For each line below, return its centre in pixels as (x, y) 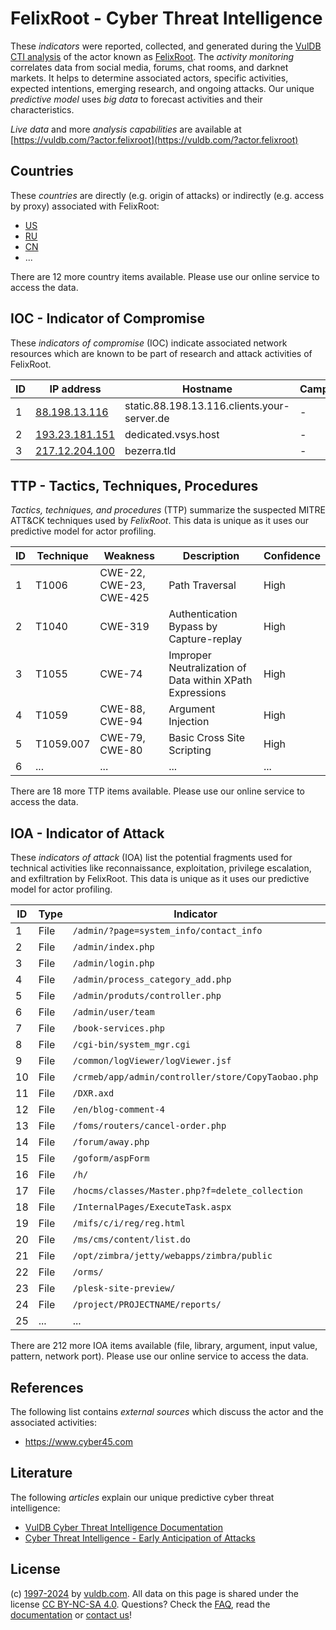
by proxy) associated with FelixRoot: (85, 206)
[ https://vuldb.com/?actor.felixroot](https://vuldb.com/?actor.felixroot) (154, 139)
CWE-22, (122, 573)
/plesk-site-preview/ (124, 1288)
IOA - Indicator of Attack (87, 833)
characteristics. (42, 109)
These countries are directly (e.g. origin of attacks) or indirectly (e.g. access (167, 195)
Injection (189, 722)
